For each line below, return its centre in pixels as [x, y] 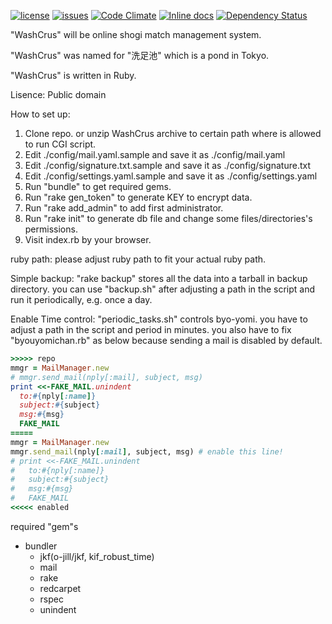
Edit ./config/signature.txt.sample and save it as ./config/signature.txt [168, 165]
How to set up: [40, 114]
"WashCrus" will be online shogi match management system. [136, 34]
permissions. [51, 229]
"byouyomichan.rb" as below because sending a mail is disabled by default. [166, 340]
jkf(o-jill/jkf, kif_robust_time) [97, 556]
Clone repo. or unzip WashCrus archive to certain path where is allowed [173, 133]
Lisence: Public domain [58, 94]
